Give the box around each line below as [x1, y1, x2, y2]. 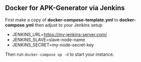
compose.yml [5, 22, 34, 28]
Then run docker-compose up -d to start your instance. [5, 51, 114, 57]
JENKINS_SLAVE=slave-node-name [12, 37, 85, 42]
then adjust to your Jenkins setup [34, 22, 103, 28]
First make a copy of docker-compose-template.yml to [5, 17, 119, 22]
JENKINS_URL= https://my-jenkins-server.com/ [12, 31, 107, 37]
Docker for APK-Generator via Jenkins [5, 4, 125, 12]
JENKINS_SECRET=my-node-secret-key [12, 41, 94, 48]
